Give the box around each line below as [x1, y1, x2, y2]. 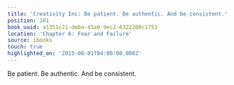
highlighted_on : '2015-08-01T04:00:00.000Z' [7, 50, 142, 57]
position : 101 [7, 17, 50, 24]
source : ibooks [7, 37, 53, 44]
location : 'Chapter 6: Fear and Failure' [7, 30, 133, 38]
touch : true [7, 43, 43, 50]
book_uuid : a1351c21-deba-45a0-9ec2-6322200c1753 [7, 23, 158, 30]
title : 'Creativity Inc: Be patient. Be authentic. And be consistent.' [7, 10, 228, 18]
